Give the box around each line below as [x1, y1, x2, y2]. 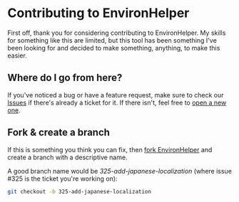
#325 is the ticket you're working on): [7, 174, 118, 183]
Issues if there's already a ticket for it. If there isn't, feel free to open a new [7, 98, 227, 107]
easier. [7, 51, 27, 60]
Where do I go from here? [7, 72, 123, 84]
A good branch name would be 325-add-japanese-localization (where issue [7, 166, 232, 175]
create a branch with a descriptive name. [7, 153, 128, 161]
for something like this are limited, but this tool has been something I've [7, 36, 218, 44]
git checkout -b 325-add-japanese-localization [7, 188, 152, 195]
